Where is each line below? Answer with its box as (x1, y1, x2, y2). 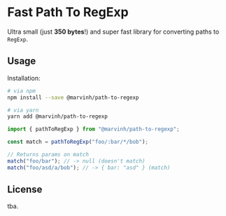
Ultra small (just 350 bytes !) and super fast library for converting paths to (7, 27, 220, 36)
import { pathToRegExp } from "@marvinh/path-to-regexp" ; (7, 126, 180, 133)
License (7, 184, 43, 196)
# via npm (7, 87, 36, 95)
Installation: (7, 74, 41, 82)
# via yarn (7, 107, 39, 114)
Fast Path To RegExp (7, 4, 129, 20)
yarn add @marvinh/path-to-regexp (7, 113, 108, 120)
